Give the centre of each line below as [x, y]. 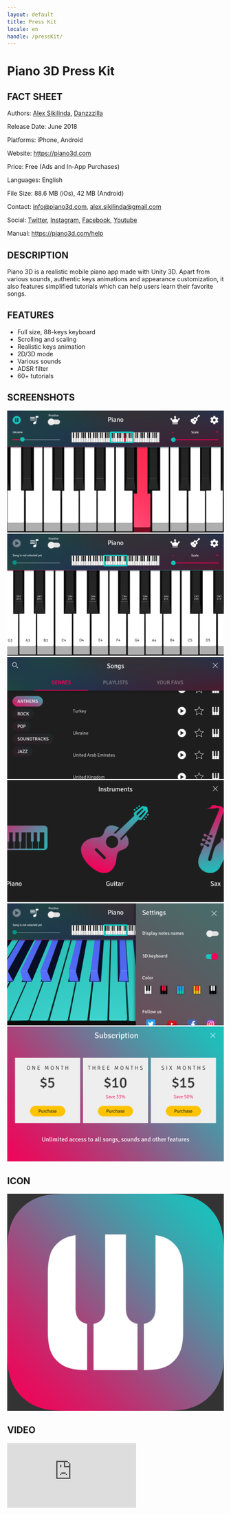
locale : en [23, 29]
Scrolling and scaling [47, 339]
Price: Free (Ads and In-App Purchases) [64, 167]
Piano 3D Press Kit [61, 71]
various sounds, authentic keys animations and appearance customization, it [115, 279]
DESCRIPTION [38, 255]
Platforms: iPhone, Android [45, 140]
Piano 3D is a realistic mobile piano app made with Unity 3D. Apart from [109, 272]
